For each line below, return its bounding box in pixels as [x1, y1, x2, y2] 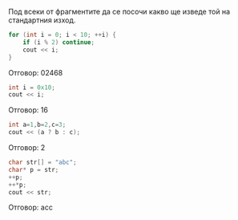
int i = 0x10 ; [8, 84, 56, 92]
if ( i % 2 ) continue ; [22, 38, 95, 47]
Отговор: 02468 [8, 67, 63, 77]
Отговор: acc [8, 202, 54, 212]
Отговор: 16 [8, 105, 48, 115]
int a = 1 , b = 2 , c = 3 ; [8, 120, 67, 129]
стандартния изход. [8, 15, 76, 25]
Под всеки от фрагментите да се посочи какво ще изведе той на [8, 7, 231, 16]
